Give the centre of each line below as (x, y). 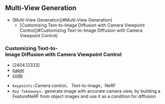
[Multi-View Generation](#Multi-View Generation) (62, 20)
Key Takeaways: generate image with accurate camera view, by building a (86, 91)
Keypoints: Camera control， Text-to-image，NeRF (64, 86)
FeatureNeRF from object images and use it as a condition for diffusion (84, 96)
